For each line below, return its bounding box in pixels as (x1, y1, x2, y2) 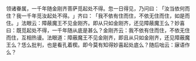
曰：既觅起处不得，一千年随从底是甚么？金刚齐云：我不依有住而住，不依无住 (6, 27, 190, 34)
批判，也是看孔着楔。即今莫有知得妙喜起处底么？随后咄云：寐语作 (31, 41, 190, 48)
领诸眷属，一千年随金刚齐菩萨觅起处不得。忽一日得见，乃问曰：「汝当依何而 (6, 5, 190, 12)
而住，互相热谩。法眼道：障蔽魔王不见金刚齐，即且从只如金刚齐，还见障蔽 (6, 34, 185, 41)
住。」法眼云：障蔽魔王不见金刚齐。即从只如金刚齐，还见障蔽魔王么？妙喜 (6, 20, 185, 26)
